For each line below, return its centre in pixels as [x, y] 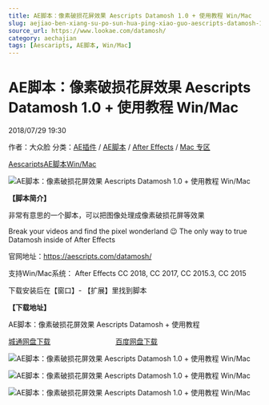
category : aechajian [43, 38]
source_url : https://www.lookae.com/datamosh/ [87, 30]
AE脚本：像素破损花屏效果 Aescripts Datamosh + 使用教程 [104, 325]
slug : [17, 23]
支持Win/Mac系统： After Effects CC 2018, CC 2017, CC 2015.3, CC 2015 [127, 273]
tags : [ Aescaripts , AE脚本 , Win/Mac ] [70, 46]
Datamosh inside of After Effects [62, 240]
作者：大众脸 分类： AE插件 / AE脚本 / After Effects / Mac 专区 [109, 147]
